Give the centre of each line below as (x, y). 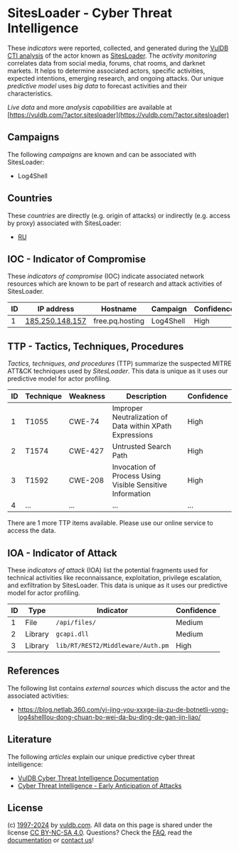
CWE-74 (84, 422)
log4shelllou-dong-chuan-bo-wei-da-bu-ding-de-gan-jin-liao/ (109, 717)
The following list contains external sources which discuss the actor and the (119, 688)
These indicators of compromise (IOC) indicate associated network (106, 277)
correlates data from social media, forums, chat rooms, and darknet (106, 63)
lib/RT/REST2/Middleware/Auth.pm (112, 645)
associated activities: (38, 696)
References (33, 671)
